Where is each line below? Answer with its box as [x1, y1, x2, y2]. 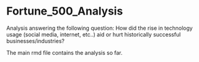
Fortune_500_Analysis [6, 4, 124, 18]
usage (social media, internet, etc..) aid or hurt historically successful [6, 30, 181, 38]
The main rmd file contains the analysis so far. [6, 49, 122, 56]
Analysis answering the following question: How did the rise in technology [6, 24, 193, 32]
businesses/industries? [6, 37, 65, 44]
